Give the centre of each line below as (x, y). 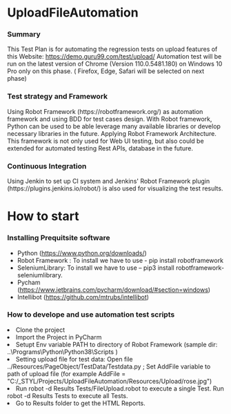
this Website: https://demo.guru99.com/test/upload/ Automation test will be (114, 57)
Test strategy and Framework (58, 97)
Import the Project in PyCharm (59, 337)
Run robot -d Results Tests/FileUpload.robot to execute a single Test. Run (120, 388)
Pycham (29, 282)
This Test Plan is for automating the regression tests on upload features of (112, 49)
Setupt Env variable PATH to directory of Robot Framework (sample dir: (117, 344)
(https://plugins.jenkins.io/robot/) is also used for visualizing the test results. (115, 188)
